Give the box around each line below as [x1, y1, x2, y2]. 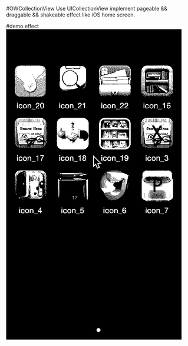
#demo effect [6, 23, 39, 29]
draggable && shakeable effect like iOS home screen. [6, 11, 136, 18]
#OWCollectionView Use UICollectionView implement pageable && [6, 5, 168, 12]
